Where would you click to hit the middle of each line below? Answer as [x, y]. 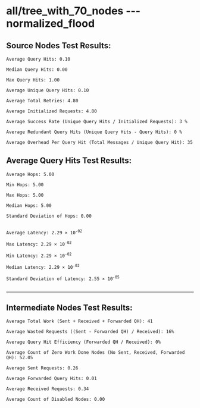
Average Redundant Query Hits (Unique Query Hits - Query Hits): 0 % [94, 132]
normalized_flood [51, 23]
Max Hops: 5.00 [25, 195]
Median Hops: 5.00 [29, 205]
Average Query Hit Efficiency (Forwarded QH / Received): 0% [84, 342]
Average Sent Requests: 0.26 [42, 368]
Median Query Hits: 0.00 [37, 70]
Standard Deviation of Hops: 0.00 [49, 216]
